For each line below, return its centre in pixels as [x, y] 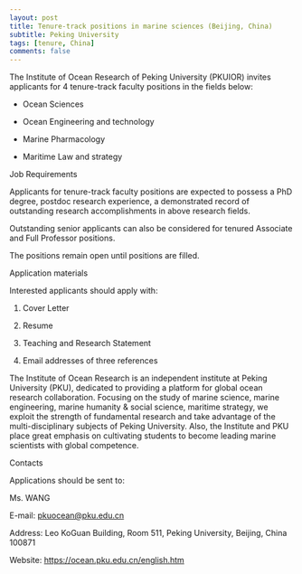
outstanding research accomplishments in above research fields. [130, 211]
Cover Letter [46, 308]
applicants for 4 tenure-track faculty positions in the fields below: [131, 87]
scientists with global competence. [74, 446]
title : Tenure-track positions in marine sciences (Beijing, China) [141, 26]
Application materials [49, 273]
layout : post [34, 18]
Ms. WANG [30, 498]
